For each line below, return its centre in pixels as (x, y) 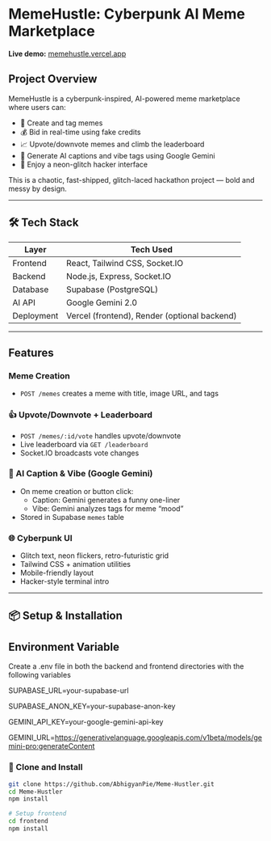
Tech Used (152, 249)
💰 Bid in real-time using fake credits (80, 132)
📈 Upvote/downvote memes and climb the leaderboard (112, 144)
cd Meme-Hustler (35, 792)
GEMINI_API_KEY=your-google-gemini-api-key (86, 722)
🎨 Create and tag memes (61, 123)
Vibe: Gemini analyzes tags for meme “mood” (108, 508)
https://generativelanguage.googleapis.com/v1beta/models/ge (159, 737)
